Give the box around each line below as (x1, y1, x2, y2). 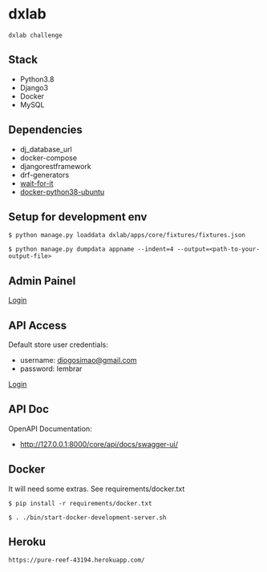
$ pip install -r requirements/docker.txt (8, 499, 152, 507)
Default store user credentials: (8, 340, 108, 349)
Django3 (19, 83, 49, 92)
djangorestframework (19, 161, 91, 171)
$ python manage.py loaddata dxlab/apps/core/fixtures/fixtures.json (8, 232, 246, 240)
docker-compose (19, 153, 78, 163)
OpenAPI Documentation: (8, 424, 92, 433)
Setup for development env (8, 210, 148, 224)
